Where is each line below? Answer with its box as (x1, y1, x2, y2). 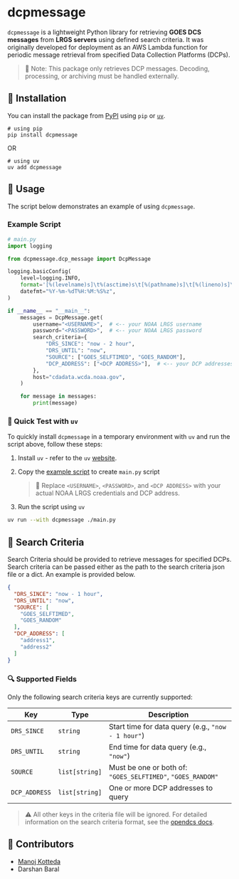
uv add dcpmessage (7, 164, 62, 171)
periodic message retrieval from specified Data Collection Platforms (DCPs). (7, 50, 230, 59)
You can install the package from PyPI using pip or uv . (7, 111, 166, 119)
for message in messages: (20, 393, 97, 400)
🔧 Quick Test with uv (7, 417, 78, 427)
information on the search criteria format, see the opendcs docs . (24, 817, 215, 826)
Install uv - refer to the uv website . (17, 454, 117, 462)
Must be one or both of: (109, 762, 188, 772)
